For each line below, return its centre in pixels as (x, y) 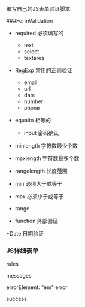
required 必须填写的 (39, 33)
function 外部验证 (37, 221)
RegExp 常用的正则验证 (43, 70)
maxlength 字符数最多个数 (47, 158)
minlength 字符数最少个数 (46, 145)
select (31, 52)
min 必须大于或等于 (39, 184)
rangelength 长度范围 (41, 171)
